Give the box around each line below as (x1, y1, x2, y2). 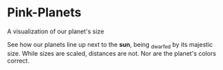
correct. (7, 56, 30, 65)
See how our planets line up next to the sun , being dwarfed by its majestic (7, 40, 213, 50)
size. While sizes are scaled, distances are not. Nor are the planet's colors (7, 49, 216, 57)
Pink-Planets (7, 5, 82, 20)
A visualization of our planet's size (7, 27, 104, 35)
